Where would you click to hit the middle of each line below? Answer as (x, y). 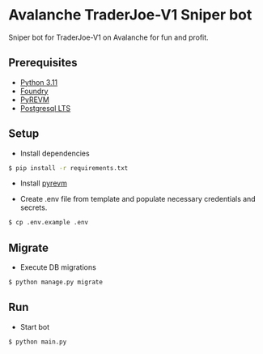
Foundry (34, 91)
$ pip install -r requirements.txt (68, 168)
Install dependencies (55, 153)
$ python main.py (38, 342)
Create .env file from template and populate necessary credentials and (138, 199)
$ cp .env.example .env (49, 223)
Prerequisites (43, 63)
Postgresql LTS (45, 108)
